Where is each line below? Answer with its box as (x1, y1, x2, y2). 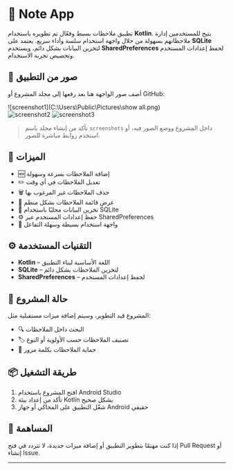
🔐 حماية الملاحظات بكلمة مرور (17, 346, 96, 354)
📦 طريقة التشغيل (8, 366, 77, 378)
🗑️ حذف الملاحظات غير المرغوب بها (17, 188, 110, 196)
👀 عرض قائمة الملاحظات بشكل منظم (17, 198, 115, 206)
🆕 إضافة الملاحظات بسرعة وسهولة (17, 169, 110, 178)
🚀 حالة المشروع (8, 293, 68, 305)
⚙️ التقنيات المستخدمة (8, 240, 92, 252)
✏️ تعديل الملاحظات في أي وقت (17, 178, 101, 186)
